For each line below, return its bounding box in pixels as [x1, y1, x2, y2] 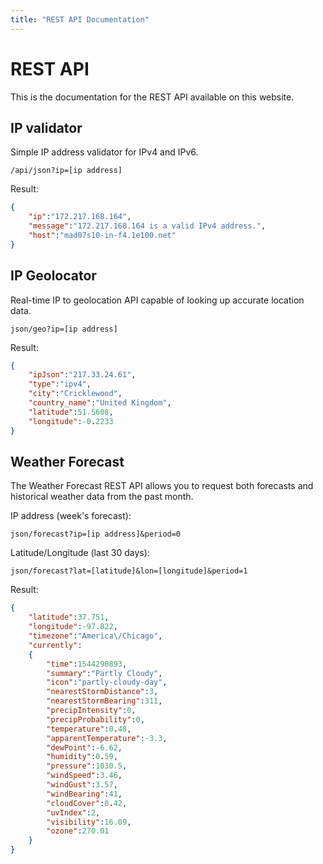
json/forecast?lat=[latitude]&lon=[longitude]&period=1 [10, 566, 248, 576]
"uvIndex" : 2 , [46, 807, 101, 818]
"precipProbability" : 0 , [46, 714, 145, 725]
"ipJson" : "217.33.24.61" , [28, 370, 137, 380]
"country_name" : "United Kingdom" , [28, 398, 172, 408]
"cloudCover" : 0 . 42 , [46, 798, 128, 808]
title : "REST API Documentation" [10, 14, 150, 25]
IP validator [10, 119, 83, 136]
